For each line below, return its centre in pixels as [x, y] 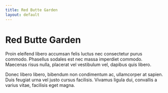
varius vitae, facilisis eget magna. [40, 85]
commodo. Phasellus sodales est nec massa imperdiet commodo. [74, 59]
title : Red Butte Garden [31, 10]
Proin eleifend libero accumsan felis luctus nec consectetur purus [74, 54]
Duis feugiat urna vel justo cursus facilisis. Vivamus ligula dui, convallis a [81, 80]
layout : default [22, 15]
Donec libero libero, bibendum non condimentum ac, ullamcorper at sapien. [84, 75]
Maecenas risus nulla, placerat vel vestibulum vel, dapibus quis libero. [78, 65]
